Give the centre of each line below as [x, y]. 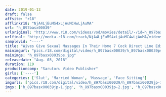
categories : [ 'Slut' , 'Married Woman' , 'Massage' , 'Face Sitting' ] [76, 78]
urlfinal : [15, 37]
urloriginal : [19, 32]
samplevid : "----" [24, 42]
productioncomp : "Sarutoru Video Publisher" [52, 69]
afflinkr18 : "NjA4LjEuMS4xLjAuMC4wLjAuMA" [49, 23]
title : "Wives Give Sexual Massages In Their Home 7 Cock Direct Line [79, 46]
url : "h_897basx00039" [28, 28]
